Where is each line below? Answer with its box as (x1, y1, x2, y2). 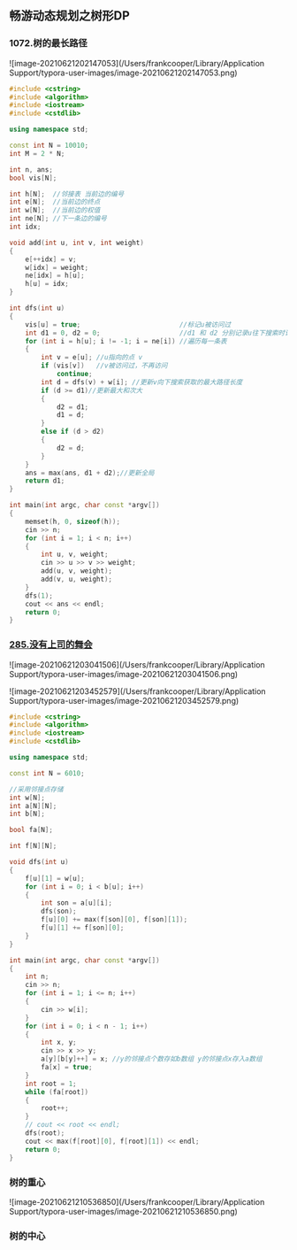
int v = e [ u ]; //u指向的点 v (41, 353, 143, 362)
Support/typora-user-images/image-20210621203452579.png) (9, 695, 240, 706)
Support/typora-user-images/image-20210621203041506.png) (9, 668, 239, 679)
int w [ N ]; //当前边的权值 (9, 206, 101, 215)
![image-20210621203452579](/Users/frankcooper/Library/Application (9, 685, 267, 697)
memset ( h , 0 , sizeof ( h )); (25, 517, 121, 526)
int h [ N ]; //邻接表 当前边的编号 (9, 189, 125, 198)
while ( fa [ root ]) (25, 1087, 89, 1096)
